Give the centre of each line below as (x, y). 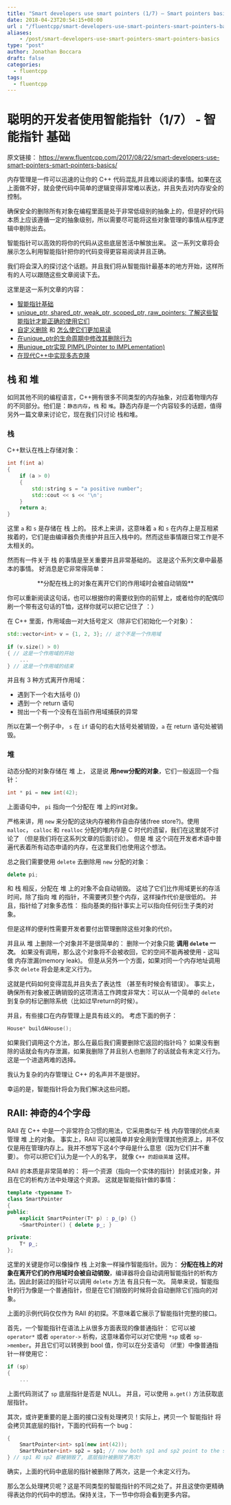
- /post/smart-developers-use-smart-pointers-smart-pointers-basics (120, 39)
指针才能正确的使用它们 (56, 321)
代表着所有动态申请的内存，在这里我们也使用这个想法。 (91, 847)
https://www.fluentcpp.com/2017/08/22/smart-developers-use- (129, 157)
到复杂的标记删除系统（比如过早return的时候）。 (75, 1001)
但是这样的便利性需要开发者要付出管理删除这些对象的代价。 (91, 929)
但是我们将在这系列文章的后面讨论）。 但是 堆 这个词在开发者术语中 (121, 838)
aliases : (20, 33)
